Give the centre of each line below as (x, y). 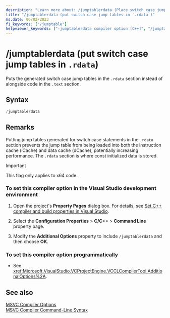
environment (22, 194)
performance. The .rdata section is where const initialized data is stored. (82, 155)
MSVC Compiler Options (31, 304)
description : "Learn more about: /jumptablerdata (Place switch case (80, 10)
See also (19, 292)
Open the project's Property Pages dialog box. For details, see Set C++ (87, 206)
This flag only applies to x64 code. (42, 175)
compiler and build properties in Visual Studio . (61, 211)
